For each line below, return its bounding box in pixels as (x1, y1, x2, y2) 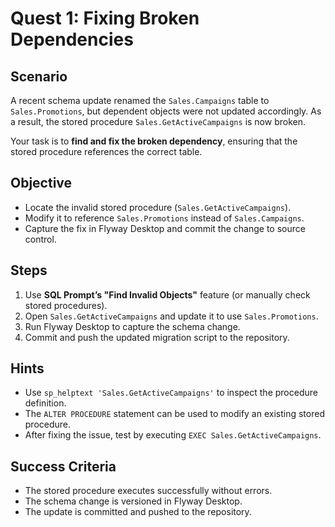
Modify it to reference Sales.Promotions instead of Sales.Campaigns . (24, 212, 305, 224)
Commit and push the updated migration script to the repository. (24, 331, 290, 343)
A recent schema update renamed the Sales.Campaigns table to (10, 95, 270, 106)
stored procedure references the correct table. (10, 146, 203, 157)
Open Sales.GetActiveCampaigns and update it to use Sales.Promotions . (24, 310, 319, 322)
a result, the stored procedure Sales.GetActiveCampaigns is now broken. (10, 116, 306, 127)
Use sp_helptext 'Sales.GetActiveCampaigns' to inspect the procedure (24, 387, 318, 399)
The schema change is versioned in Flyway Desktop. (24, 495, 243, 507)
